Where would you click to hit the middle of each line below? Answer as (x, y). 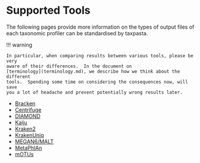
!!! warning (19, 45)
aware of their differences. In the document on (69, 66)
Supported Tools (48, 10)
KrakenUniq (29, 135)
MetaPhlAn (28, 147)
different (19, 76)
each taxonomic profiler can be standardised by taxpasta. (77, 33)
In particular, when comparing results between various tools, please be (100, 56)
